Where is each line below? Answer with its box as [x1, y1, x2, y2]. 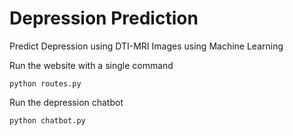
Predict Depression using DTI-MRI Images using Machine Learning [9, 40, 284, 52]
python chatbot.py [9, 115, 86, 126]
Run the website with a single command [9, 59, 174, 71]
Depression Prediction [9, 7, 199, 30]
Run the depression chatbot [9, 96, 124, 108]
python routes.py [9, 78, 82, 89]
